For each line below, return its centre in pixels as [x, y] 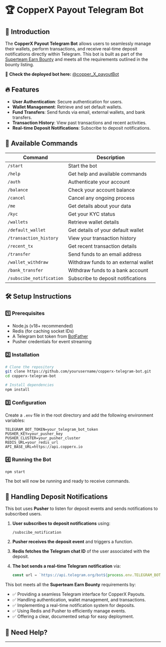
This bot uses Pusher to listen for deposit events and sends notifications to [82, 508]
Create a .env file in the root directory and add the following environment [79, 415]
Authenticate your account [99, 182]
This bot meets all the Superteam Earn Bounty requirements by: [70, 585]
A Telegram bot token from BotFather [50, 336]
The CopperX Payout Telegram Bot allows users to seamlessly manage [78, 44]
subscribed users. [23, 514]
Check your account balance [102, 190]
